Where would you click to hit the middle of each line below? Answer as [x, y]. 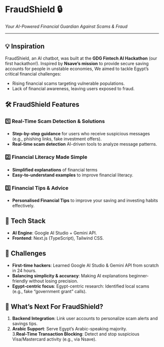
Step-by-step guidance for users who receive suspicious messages [81, 134]
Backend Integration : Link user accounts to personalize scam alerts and [85, 319]
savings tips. [25, 323]
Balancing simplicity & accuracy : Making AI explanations [70, 275]
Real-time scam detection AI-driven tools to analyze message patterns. [85, 144]
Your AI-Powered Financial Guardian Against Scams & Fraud [66, 26]
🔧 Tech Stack [25, 221]
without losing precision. [53, 281]
